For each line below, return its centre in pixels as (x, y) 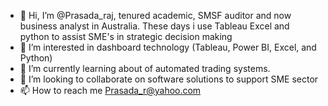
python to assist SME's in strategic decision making (126, 36)
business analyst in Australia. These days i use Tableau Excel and (154, 26)
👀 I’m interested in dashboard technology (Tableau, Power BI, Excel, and (168, 47)
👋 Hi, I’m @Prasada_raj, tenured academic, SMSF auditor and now (155, 15)
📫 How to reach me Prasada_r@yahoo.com (110, 90)
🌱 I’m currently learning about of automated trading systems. (145, 68)
